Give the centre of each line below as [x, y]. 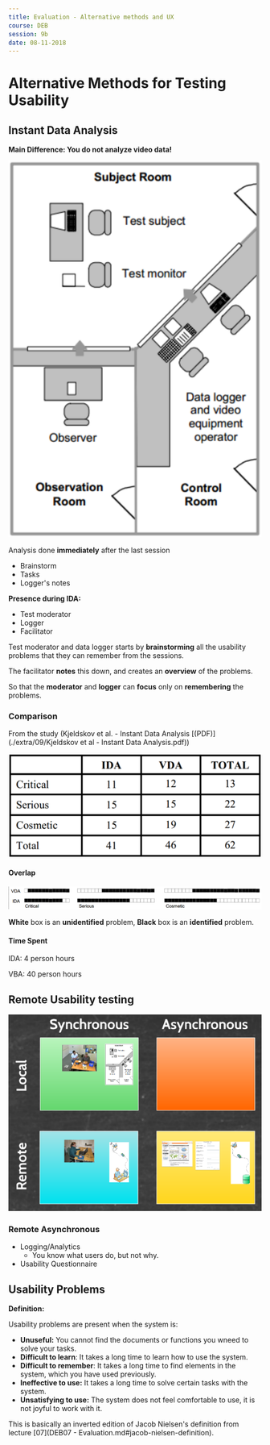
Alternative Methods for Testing [117, 83]
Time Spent [28, 940]
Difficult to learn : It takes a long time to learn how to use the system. [134, 1357]
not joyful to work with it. [61, 1409]
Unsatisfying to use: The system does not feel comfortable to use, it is [137, 1400]
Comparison [33, 716]
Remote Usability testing [71, 999]
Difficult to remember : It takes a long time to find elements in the [128, 1366]
